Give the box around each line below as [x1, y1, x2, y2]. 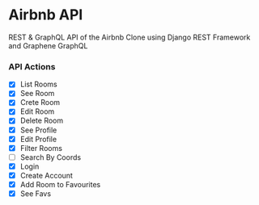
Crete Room [19, 98, 61, 107]
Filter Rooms [19, 143, 63, 153]
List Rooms [19, 79, 58, 90]
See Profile [19, 125, 57, 135]
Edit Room [19, 107, 55, 116]
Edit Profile [19, 134, 57, 144]
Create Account [19, 170, 73, 180]
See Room [19, 89, 55, 98]
